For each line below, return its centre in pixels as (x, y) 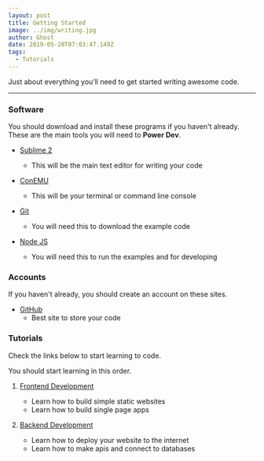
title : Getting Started (47, 23)
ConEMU (34, 181)
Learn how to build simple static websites (98, 401)
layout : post (29, 15)
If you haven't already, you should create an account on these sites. (118, 294)
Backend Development (56, 425)
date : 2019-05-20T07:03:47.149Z (61, 45)
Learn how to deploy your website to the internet (110, 440)
